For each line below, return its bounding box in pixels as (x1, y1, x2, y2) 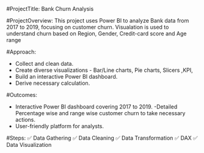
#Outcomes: (6, 91, 38, 98)
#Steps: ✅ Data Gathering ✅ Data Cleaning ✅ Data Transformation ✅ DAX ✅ (6, 134, 198, 141)
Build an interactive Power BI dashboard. (15, 73, 118, 80)
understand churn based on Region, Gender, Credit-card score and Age (6, 30, 187, 37)
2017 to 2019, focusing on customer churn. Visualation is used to (6, 24, 169, 30)
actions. (15, 116, 35, 123)
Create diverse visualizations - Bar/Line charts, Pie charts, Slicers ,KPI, (15, 66, 194, 74)
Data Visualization (6, 141, 52, 148)
